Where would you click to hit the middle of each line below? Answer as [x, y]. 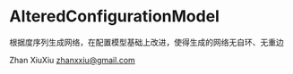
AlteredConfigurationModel [114, 16]
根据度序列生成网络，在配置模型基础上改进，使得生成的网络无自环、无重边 [146, 42]
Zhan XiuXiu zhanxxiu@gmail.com [73, 60]
